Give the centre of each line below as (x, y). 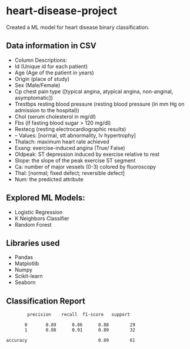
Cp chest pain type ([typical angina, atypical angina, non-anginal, (94, 91)
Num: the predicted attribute (49, 179)
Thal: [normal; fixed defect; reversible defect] (70, 173)
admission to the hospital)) (47, 110)
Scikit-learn (29, 276)
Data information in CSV (51, 46)
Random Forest (33, 224)
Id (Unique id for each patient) (51, 66)
